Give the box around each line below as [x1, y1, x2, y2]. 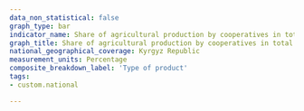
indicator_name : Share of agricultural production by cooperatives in [9, 30, 281, 39]
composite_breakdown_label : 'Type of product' [9, 64, 188, 73]
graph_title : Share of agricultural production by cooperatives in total [9, 38, 294, 48]
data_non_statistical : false [9, 13, 119, 23]
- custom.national [9, 80, 79, 89]
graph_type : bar [9, 22, 71, 31]
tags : [9, 72, 30, 81]
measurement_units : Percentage [9, 55, 128, 64]
